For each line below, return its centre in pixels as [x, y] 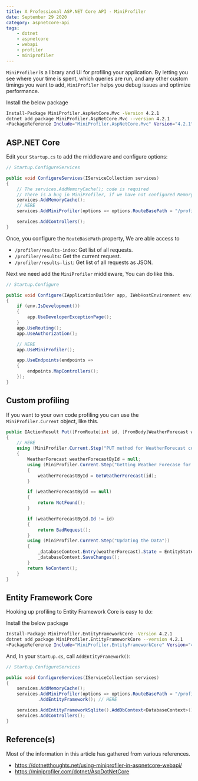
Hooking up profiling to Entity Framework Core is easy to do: [80, 612]
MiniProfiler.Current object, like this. [52, 421]
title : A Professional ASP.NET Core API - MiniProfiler [76, 11]
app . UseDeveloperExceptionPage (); [70, 317]
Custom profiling [38, 401]
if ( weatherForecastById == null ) [70, 492]
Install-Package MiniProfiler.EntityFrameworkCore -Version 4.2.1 [89, 634]
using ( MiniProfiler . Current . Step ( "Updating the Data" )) [98, 541]
